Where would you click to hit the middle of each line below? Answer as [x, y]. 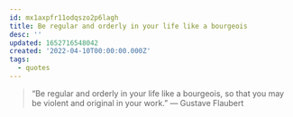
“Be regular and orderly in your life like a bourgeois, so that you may [158, 93]
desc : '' [26, 34]
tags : [19, 59]
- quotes [34, 68]
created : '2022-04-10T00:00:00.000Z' [80, 51]
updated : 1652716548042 [54, 43]
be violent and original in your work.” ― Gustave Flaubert [137, 103]
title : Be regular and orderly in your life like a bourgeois [128, 26]
